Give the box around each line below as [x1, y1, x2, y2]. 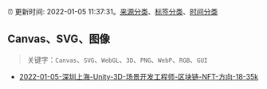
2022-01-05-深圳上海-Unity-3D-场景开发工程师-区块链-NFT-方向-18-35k [18, 72, 259, 81]
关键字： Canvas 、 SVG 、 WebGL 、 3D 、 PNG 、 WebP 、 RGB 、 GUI [26, 55, 208, 64]
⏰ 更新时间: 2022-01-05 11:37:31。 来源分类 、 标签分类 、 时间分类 [7, 7, 218, 16]
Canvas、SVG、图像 [7, 33, 111, 46]
